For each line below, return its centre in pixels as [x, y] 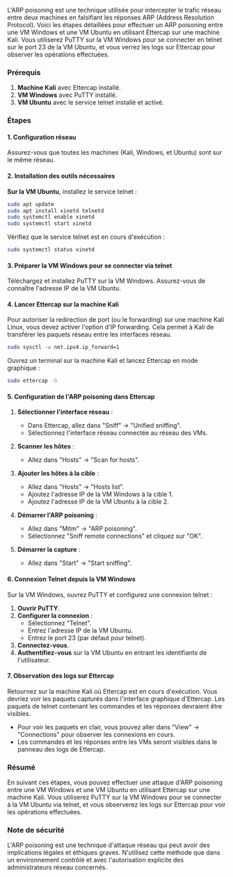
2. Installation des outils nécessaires [61, 176]
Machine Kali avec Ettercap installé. [69, 88]
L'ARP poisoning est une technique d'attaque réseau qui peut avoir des [109, 845]
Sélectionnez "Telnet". [59, 623]
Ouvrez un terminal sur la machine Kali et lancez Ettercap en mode [103, 361]
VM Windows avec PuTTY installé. [67, 95]
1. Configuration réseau [42, 137]
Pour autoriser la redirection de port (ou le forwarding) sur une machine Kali [116, 320]
